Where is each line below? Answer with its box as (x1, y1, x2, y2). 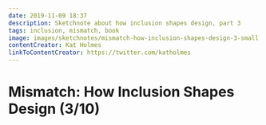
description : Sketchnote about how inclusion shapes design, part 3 (8, 19, 241, 27)
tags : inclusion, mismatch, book (8, 26, 120, 34)
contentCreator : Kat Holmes (8, 41, 102, 49)
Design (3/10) (8, 100, 100, 118)
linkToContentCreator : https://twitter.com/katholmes (8, 49, 192, 57)
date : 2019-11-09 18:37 (8, 11, 88, 20)
